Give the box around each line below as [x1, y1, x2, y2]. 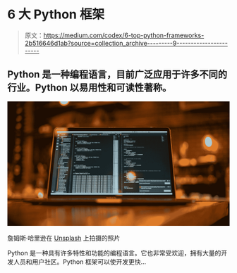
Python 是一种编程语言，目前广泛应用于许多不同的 [7, 68, 228, 81]
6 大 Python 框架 [7, 6, 104, 23]
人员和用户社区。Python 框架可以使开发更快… [13, 258, 147, 266]
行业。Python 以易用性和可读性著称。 [7, 82, 172, 94]
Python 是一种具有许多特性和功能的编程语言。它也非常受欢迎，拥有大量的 [7, 249, 221, 258]
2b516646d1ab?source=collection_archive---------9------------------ [24, 39, 228, 47]
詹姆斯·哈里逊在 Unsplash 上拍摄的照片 [7, 234, 121, 243]
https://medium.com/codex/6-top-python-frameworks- [43, 31, 205, 39]
